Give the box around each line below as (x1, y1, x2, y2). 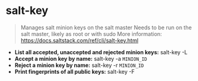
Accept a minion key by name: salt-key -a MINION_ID (14, 55, 147, 62)
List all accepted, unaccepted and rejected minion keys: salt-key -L (14, 48, 188, 55)
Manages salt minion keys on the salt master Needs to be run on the (20, 24, 193, 31)
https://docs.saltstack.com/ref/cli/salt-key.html (20, 37, 138, 44)
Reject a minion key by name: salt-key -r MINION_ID (14, 62, 144, 69)
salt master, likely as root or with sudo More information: (20, 30, 162, 37)
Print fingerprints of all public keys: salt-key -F (14, 68, 135, 75)
